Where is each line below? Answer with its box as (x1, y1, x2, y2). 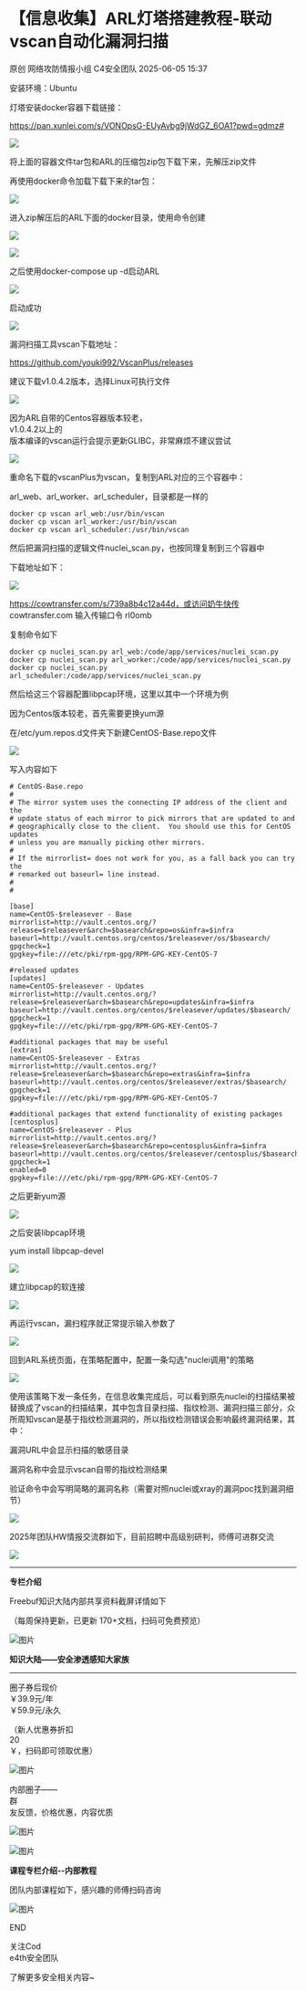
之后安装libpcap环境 (9, 1227, 86, 1238)
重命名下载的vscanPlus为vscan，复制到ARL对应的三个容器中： (9, 471, 246, 482)
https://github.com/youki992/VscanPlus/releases (9, 357, 194, 368)
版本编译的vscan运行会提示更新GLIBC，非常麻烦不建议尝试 (9, 435, 232, 445)
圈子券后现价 (9, 1682, 57, 1692)
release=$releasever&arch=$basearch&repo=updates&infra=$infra (9, 997, 255, 1007)
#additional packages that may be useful (9, 1037, 169, 1046)
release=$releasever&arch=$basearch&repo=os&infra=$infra (9, 926, 234, 935)
